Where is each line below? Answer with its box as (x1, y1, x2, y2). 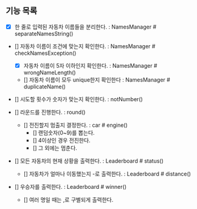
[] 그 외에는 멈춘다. (32, 144, 77, 151)
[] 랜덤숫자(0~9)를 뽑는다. (32, 129, 95, 136)
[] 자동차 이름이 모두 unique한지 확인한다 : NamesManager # (23, 76, 171, 83)
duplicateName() (23, 83, 66, 90)
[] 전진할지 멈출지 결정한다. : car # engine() (23, 121, 128, 129)
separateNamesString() (14, 30, 74, 37)
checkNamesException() (14, 49, 77, 57)
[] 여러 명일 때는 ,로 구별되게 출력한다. (23, 196, 114, 203)
